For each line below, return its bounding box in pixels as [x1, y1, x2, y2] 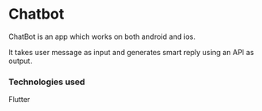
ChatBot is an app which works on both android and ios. [8, 32, 196, 41]
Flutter [8, 95, 31, 105]
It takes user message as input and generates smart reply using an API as [8, 47, 254, 57]
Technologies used [8, 76, 85, 88]
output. [8, 56, 32, 66]
